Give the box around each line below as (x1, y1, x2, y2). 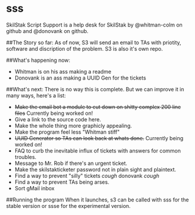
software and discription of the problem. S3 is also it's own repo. (6, 45, 163, 52)
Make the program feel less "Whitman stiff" (14, 128, 120, 135)
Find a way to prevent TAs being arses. (14, 178, 110, 186)
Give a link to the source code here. (14, 115, 101, 123)
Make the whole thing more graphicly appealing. (14, 122, 133, 129)
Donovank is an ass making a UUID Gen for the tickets (14, 74, 146, 81)
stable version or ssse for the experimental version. (6, 202, 131, 209)
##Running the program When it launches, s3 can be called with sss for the (6, 196, 190, 203)
